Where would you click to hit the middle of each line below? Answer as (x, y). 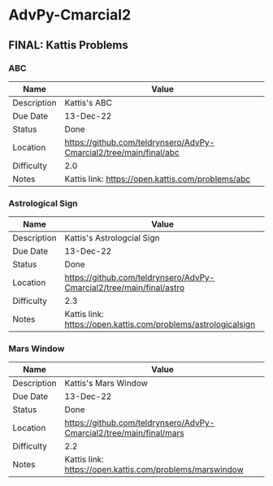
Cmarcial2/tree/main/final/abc (122, 152)
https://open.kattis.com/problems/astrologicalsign (160, 324)
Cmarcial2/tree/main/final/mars (124, 433)
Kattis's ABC (88, 102)
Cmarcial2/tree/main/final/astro (125, 288)
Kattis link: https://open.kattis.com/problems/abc (158, 179)
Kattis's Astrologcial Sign (112, 238)
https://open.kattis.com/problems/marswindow (154, 470)
